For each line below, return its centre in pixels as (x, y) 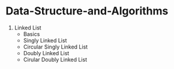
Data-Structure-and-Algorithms (87, 11)
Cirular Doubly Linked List (55, 59)
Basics (31, 34)
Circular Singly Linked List (55, 47)
